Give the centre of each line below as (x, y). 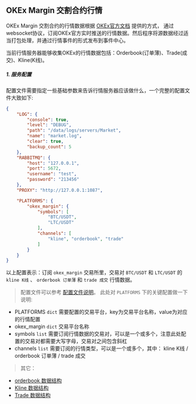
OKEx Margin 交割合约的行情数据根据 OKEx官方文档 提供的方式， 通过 (90, 26)
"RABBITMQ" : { (34, 158)
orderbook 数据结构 (38, 381)
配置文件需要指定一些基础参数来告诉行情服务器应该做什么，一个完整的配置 (95, 90)
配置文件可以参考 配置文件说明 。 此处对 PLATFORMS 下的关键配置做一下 (104, 292)
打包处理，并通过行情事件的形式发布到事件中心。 (70, 40)
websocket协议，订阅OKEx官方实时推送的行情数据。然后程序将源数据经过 (95, 33)
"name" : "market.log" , (55, 136)
